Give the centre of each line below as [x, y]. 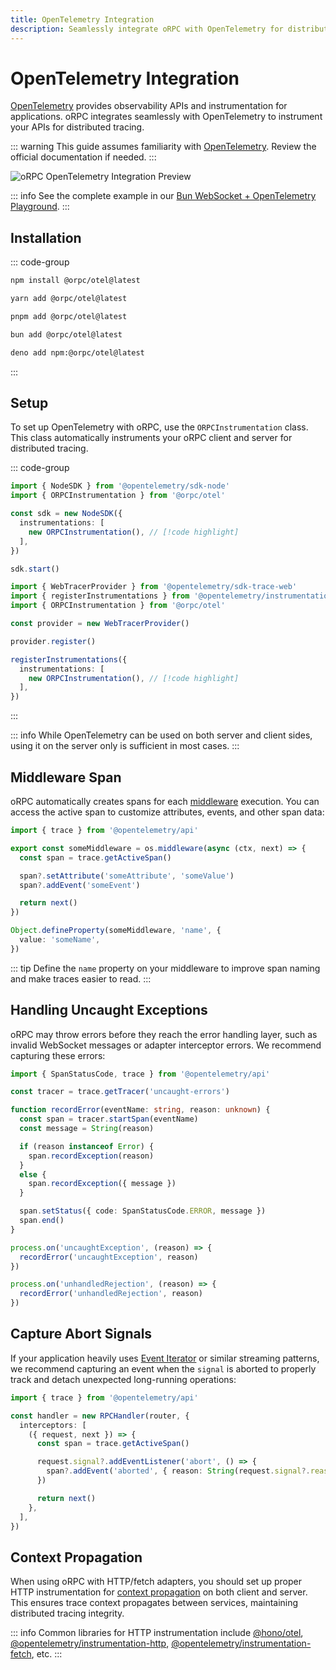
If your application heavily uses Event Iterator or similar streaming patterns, [165, 1358]
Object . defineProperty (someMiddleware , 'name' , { [116, 931]
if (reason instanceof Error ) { [87, 1146]
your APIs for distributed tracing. [77, 127]
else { [33, 1174]
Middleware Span [66, 777]
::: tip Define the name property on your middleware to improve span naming [165, 968]
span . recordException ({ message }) [102, 1184]
